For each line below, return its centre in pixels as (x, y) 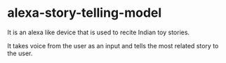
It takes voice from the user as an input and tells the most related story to (113, 45)
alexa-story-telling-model (85, 13)
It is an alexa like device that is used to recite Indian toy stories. (99, 32)
